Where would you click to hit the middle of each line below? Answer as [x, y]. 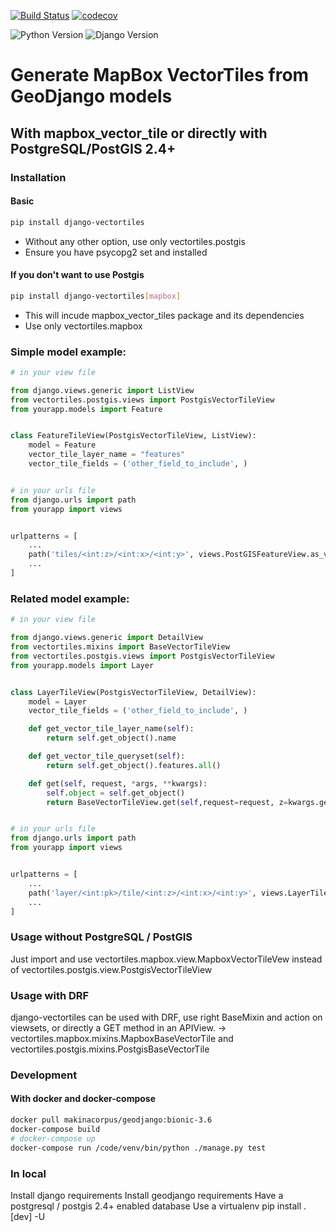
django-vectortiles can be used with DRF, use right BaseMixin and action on [166, 1017]
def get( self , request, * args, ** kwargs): [118, 783]
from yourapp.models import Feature [86, 409]
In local [28, 1173]
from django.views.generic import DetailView [106, 638]
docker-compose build [55, 1129]
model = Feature [62, 445]
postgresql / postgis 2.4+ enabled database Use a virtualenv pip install [156, 1206]
